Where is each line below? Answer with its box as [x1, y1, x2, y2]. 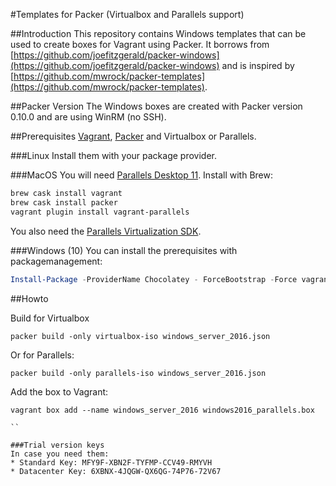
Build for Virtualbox [10, 312, 90, 324]
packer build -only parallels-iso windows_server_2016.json [10, 368, 267, 378]
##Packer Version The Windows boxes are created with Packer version [10, 100, 303, 112]
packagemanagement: [10, 255, 103, 267]
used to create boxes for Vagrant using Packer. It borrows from [10, 39, 270, 50]
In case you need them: [10, 449, 110, 459]
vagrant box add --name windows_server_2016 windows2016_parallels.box [10, 405, 315, 415]
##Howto [10, 292, 49, 304]
